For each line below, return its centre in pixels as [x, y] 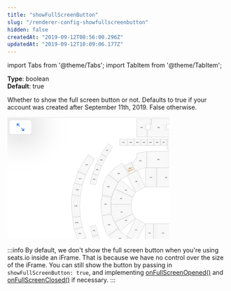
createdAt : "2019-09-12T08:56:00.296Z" [65, 37]
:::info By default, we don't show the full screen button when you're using [113, 250]
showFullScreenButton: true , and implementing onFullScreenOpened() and [115, 273]
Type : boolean [28, 79]
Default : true [26, 86]
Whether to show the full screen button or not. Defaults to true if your [107, 100]
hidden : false [28, 29]
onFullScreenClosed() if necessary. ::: [61, 280]
